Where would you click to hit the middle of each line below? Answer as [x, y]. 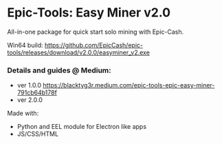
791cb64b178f [37, 93]
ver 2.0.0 [30, 100]
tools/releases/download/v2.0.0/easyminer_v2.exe [78, 52]
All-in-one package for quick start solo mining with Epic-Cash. [96, 32]
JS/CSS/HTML [38, 134]
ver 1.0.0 [29, 85]
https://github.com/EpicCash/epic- [93, 45]
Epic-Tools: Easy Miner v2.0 [89, 13]
